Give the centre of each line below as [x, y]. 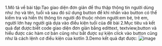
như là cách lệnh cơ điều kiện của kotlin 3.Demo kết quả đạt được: [71, 38]
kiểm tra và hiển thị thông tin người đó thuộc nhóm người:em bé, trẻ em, [77, 18]
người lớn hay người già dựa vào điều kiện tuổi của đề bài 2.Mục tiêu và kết [80, 23]
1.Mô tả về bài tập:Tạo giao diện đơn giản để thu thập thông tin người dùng [80, 8]
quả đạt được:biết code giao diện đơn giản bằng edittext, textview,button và [81, 28]
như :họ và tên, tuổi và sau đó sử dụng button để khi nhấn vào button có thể [81, 13]
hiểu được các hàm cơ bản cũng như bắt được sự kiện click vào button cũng [81, 33]
